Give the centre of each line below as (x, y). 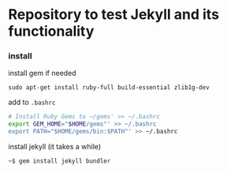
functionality (51, 31)
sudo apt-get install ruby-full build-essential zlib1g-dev (109, 88)
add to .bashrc (32, 102)
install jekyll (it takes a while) (54, 147)
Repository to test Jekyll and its (113, 15)
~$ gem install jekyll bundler (60, 161)
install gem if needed (42, 73)
